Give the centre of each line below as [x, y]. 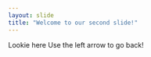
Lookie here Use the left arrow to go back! [76, 45]
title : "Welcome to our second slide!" [73, 23]
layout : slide [31, 15]
